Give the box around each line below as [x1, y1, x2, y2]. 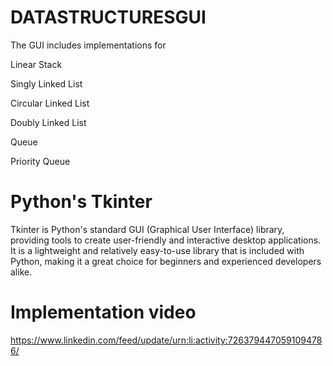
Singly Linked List [10, 77, 83, 90]
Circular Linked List [10, 97, 90, 109]
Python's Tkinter [10, 191, 153, 213]
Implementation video [10, 301, 197, 324]
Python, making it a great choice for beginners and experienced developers [10, 255, 322, 267]
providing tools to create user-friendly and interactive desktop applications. [10, 234, 322, 246]
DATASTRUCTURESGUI [10, 6, 207, 29]
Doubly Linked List [10, 116, 87, 128]
